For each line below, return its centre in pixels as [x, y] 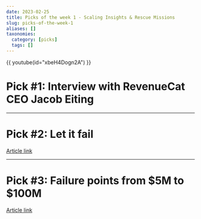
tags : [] [22, 46]
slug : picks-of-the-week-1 [40, 23]
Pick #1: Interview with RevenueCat [96, 87]
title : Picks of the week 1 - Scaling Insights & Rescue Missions [91, 17]
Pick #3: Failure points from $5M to [95, 180]
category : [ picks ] [35, 40]
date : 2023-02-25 [28, 12]
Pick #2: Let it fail [50, 134]
